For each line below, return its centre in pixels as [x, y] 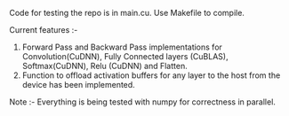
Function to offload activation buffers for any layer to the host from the [151, 75]
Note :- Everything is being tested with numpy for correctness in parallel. [142, 102]
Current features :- [44, 30]
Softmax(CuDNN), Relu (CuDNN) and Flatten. [105, 66]
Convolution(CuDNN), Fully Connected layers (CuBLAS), [125, 56]
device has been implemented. [78, 85]
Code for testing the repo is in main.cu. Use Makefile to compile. [127, 13]
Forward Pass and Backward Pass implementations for [122, 47]
